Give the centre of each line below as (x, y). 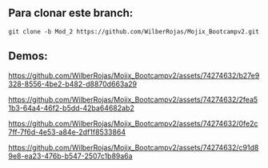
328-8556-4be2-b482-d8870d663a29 (73, 84)
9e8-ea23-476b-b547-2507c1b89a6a (71, 156)
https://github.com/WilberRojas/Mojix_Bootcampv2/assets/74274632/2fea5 (133, 99)
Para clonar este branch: (71, 13)
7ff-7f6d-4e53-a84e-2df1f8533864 (67, 132)
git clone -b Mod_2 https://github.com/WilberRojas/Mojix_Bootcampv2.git (134, 31)
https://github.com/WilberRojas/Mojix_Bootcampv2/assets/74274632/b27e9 (134, 75)
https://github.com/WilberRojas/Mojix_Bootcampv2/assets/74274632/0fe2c (133, 123)
